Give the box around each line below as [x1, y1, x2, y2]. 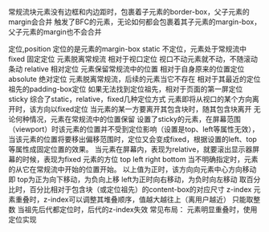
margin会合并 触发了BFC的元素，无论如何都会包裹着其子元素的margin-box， [8, 17, 262, 26]
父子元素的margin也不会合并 [8, 27, 102, 36]
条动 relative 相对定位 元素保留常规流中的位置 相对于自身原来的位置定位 [8, 64, 245, 74]
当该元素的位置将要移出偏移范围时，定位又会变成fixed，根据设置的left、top [8, 135, 257, 144]
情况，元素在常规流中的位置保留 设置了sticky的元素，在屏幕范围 [29, 115, 241, 124]
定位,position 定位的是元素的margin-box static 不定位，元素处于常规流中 [8, 44, 247, 54]
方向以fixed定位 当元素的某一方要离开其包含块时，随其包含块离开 [35, 104, 252, 114]
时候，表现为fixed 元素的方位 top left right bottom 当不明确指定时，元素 [22, 155, 259, 164]
